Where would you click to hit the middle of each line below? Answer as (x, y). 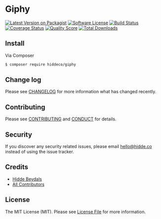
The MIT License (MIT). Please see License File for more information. (75, 212)
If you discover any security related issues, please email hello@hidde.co (79, 146)
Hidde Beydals (27, 179)
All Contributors (28, 184)
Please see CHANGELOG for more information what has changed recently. (81, 92)
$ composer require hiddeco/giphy (41, 64)
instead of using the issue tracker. (40, 152)
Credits (17, 167)
